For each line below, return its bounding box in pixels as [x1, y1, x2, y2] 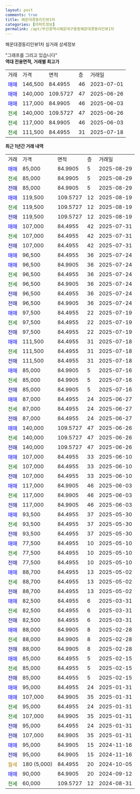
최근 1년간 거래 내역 [5, 143, 44, 149]
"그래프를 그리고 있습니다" [5, 52, 58, 58]
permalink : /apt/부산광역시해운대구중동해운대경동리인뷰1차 [5, 27, 114, 32]
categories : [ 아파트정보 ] [5, 22, 55, 27]
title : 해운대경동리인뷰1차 [5, 17, 55, 22]
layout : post [5, 7, 33, 13]
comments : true [5, 12, 38, 17]
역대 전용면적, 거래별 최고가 [5, 58, 60, 65]
